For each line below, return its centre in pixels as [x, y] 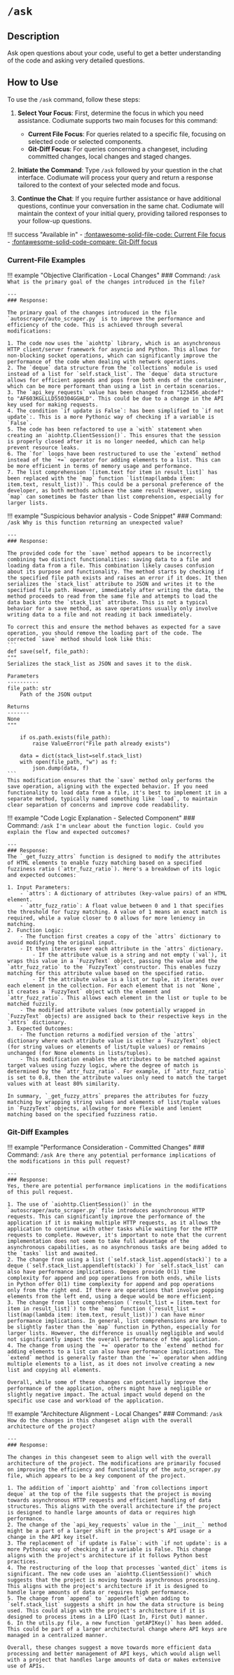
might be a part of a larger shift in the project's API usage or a [109, 1531]
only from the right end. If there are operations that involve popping [116, 1291]
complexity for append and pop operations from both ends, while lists [114, 1278]
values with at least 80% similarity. [64, 1084]
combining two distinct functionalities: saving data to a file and [109, 560]
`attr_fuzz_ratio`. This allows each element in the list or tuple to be [117, 998]
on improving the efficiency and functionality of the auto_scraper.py [114, 1470]
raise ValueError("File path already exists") [102, 744]
